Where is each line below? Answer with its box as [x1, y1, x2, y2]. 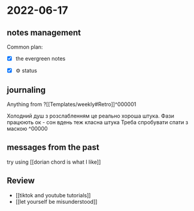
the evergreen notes [15, 55, 66, 62]
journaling [7, 85, 46, 95]
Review [7, 176, 35, 186]
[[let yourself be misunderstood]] [15, 198, 98, 205]
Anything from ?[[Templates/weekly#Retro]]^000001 [7, 100, 137, 108]
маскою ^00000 [7, 125, 48, 132]
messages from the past [7, 142, 99, 153]
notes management [7, 28, 81, 38]
